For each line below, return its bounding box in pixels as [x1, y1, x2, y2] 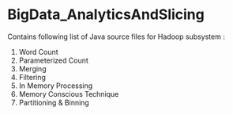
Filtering [18, 72, 47, 82]
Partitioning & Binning [18, 98, 90, 107]
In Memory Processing [18, 81, 93, 90]
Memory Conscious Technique [18, 89, 119, 98]
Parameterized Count [18, 56, 88, 65]
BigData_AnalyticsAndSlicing [7, 6, 205, 24]
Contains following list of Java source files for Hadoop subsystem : [7, 32, 226, 41]
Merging [18, 63, 47, 73]
